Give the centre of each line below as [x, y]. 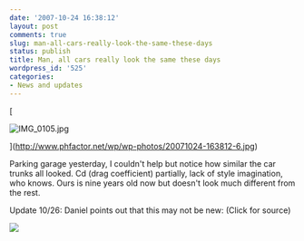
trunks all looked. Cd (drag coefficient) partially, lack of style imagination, [146, 173]
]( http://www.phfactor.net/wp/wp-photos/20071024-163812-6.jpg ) [134, 146]
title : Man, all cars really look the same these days [115, 60]
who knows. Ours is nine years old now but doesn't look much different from [152, 183]
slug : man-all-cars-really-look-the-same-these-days [111, 43]
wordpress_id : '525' [49, 69]
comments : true [38, 34]
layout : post [34, 26]
